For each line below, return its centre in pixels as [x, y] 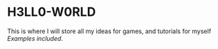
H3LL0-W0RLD [52, 12]
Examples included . [35, 38]
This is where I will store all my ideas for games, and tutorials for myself [109, 31]
